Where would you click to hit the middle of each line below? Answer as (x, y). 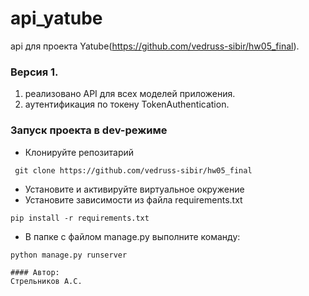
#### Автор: (35, 272)
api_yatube (56, 18)
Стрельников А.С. (46, 281)
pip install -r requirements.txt (80, 218)
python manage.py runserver (69, 255)
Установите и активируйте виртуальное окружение (134, 189)
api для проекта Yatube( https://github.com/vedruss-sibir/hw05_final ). (155, 46)
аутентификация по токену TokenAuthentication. (127, 104)
